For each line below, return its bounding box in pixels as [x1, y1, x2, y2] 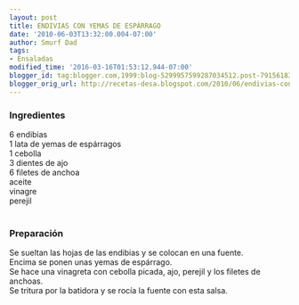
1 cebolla [9, 148, 42, 159]
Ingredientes [9, 109, 66, 121]
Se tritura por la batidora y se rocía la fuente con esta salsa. [9, 285, 229, 296]
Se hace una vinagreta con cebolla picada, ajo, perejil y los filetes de [9, 267, 261, 277]
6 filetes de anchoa [9, 167, 80, 177]
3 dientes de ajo [9, 157, 69, 168]
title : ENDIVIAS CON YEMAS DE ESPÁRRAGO [9, 21, 162, 30]
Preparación [9, 227, 64, 239]
